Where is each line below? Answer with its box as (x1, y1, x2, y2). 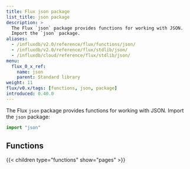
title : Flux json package (6, 8, 70, 15)
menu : (6, 58, 19, 64)
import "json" (6, 124, 41, 130)
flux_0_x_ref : (11, 63, 46, 69)
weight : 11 (6, 80, 33, 86)
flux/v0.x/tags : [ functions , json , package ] (6, 85, 117, 91)
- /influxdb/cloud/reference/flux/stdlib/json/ (11, 52, 131, 58)
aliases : (6, 36, 28, 42)
